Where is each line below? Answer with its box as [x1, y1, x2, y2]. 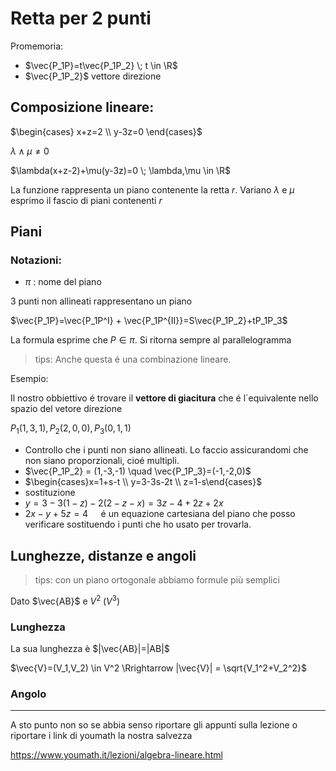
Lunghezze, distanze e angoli [10, 547, 197, 564]
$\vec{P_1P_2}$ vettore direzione [24, 70, 162, 82]
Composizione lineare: [10, 99, 155, 116]
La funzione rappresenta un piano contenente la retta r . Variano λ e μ [10, 183, 295, 196]
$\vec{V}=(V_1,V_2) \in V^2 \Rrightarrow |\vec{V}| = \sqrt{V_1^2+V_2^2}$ [10, 662, 307, 674]
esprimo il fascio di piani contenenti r [10, 194, 163, 206]
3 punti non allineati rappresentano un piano [10, 295, 193, 307]
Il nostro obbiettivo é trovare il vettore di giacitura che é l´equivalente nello [10, 392, 319, 404]
